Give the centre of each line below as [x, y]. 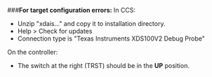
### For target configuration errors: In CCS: [71, 10]
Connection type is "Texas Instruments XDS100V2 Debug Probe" [111, 38]
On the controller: [33, 52]
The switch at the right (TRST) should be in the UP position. [103, 65]
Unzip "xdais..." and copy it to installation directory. [91, 23]
